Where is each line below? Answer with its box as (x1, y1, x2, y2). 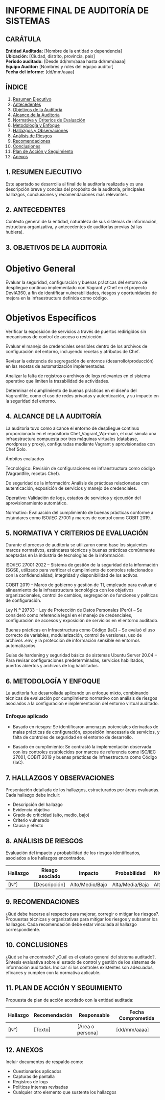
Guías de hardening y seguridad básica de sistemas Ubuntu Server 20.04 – (5, 652, 157, 658)
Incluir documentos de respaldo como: (5, 1059, 84, 1065)
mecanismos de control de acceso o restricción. (5, 333, 103, 339)
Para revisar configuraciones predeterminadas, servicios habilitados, (5, 657, 144, 663)
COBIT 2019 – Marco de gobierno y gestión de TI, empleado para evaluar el (5, 582, 158, 588)
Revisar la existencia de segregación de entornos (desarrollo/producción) (5, 358, 154, 364)
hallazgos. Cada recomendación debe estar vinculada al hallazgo (5, 921, 137, 927)
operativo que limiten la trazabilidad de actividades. (5, 378, 110, 384)
